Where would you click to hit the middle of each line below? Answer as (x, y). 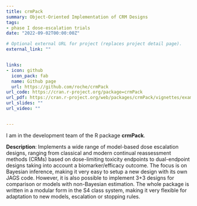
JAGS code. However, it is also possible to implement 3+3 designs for (90, 178)
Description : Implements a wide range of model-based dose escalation (92, 146)
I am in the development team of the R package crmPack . (76, 135)
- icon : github (25, 70)
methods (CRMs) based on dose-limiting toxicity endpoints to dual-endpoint (98, 159)
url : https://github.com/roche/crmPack (60, 87)
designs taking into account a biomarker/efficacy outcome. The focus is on (97, 165)
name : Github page (34, 81)
